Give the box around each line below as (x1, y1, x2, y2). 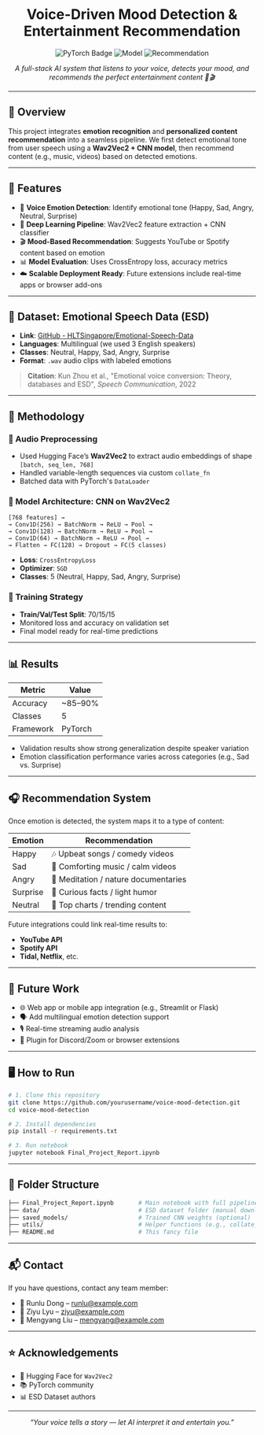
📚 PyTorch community (19, 1380, 94, 1389)
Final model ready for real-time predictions (19, 626, 159, 635)
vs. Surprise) (19, 760, 61, 770)
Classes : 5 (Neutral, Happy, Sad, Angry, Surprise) (19, 572, 181, 582)
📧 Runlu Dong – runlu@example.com (19, 1299, 138, 1308)
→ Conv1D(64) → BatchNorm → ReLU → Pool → (8, 534, 149, 542)
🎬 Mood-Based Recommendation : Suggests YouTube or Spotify (19, 236, 230, 246)
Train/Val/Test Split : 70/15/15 (19, 609, 115, 619)
